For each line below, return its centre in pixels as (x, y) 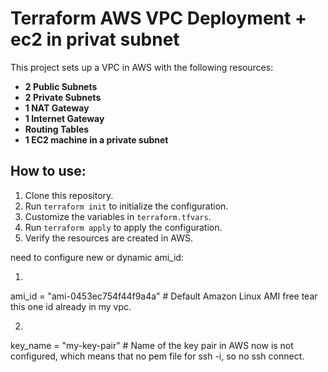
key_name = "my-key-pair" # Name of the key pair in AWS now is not (152, 345)
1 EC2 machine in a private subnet (96, 139)
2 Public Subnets (61, 86)
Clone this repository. (69, 195)
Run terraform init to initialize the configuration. (126, 206)
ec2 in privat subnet (95, 39)
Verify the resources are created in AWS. (109, 238)
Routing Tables (57, 129)
